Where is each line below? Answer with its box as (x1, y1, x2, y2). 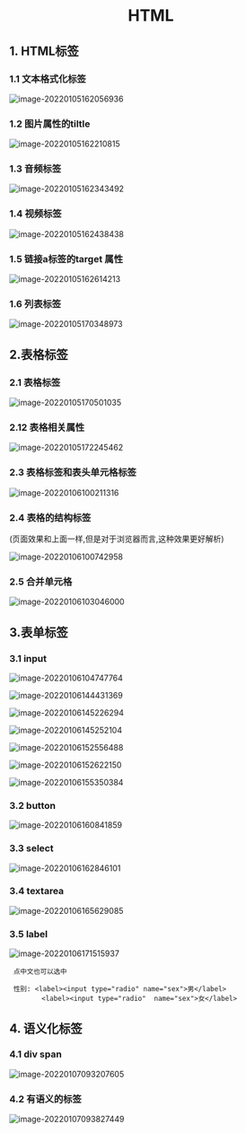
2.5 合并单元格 (9, 575, 73, 588)
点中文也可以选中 (13, 967, 67, 977)
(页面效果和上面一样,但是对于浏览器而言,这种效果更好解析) (9, 533, 224, 544)
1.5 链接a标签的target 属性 (9, 252, 124, 265)
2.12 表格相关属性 (9, 421, 85, 434)
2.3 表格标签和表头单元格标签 (9, 466, 137, 479)
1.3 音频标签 (9, 162, 62, 175)
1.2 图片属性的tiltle (9, 118, 91, 130)
